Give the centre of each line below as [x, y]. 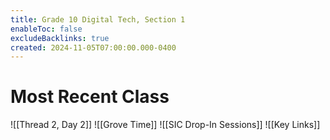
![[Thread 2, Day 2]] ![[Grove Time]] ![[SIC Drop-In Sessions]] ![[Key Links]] [165, 125]
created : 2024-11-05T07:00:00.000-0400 [93, 47]
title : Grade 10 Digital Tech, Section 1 [98, 19]
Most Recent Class [90, 97]
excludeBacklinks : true [60, 38]
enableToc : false [46, 29]
